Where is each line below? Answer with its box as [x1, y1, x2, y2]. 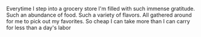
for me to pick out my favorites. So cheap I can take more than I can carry [6, 18, 191, 24]
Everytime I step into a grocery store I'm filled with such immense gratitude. [6, 5, 196, 12]
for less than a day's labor [6, 24, 71, 31]
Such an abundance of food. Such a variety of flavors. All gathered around [6, 11, 192, 18]
